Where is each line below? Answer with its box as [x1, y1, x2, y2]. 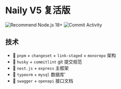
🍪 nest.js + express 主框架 [12, 65, 69, 71]
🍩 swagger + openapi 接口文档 [12, 77, 73, 84]
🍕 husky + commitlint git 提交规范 [12, 58, 82, 65]
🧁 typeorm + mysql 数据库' [12, 71, 66, 77]
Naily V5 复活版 [5, 5, 71, 16]
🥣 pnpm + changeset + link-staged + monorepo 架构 [12, 52, 116, 58]
